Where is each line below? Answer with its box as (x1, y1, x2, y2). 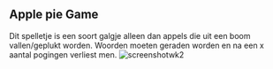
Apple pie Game (9, 7, 99, 22)
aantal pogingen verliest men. (9, 49, 118, 60)
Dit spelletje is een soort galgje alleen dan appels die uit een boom (9, 30, 251, 41)
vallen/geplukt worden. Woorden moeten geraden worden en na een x (9, 40, 265, 50)
